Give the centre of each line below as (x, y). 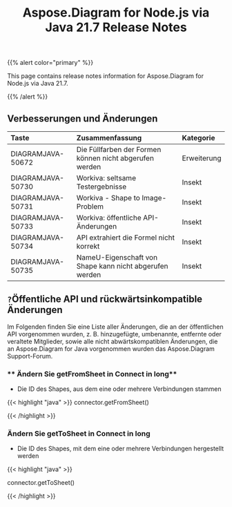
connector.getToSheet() (41, 483)
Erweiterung (202, 158)
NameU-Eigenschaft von (117, 257)
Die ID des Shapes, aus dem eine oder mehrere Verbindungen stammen (119, 389)
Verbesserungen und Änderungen (83, 118)
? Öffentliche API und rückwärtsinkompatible (105, 299)
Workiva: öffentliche (109, 218)
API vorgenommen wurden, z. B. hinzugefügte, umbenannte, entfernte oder (115, 334)
